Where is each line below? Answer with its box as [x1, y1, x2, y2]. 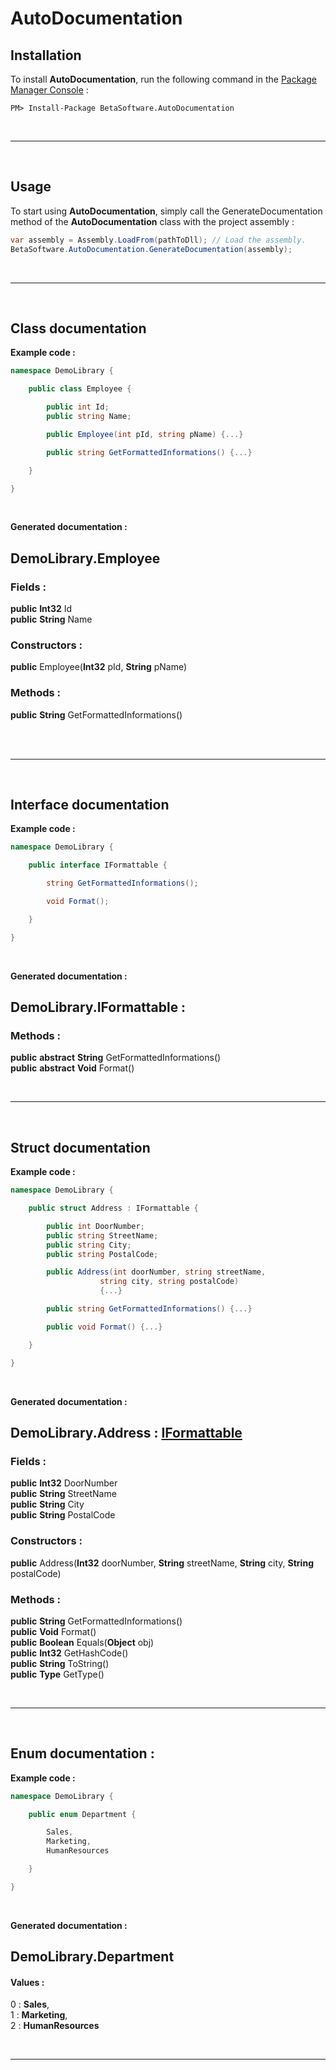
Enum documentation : [10, 1745, 155, 1762]
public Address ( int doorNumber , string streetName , [46, 1267, 267, 1277]
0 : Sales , [10, 1998, 50, 2011]
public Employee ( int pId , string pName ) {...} [46, 429, 244, 439]
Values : [10, 1976, 45, 1988]
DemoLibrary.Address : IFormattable [10, 1424, 243, 1441]
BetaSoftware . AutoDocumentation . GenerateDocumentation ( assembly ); [10, 244, 293, 254]
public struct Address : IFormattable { [28, 1203, 199, 1214]
